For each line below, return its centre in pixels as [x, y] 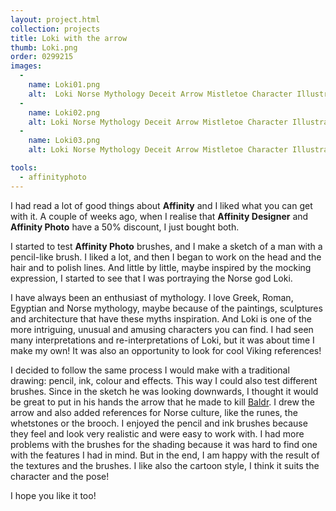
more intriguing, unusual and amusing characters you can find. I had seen [162, 329]
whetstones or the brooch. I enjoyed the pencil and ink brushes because [159, 423]
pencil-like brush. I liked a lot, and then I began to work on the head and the [166, 257]
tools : [24, 168]
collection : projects [55, 29]
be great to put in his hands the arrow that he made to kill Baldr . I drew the [162, 402]
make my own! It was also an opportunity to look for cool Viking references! [166, 350]
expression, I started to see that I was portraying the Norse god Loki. [151, 278]
